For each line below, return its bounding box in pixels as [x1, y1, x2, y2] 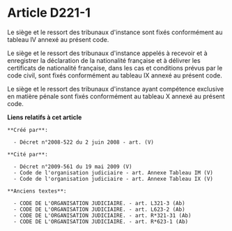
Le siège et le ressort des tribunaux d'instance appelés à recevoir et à [7, 49, 208, 57]
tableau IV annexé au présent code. [7, 35, 109, 43]
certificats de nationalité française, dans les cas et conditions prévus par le [7, 64, 223, 72]
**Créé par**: [7, 126, 49, 133]
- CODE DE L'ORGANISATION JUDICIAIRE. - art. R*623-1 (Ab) [13, 218, 189, 225]
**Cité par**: [7, 151, 49, 158]
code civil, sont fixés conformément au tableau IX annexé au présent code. [7, 71, 223, 80]
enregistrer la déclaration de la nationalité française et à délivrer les [7, 56, 201, 64]
